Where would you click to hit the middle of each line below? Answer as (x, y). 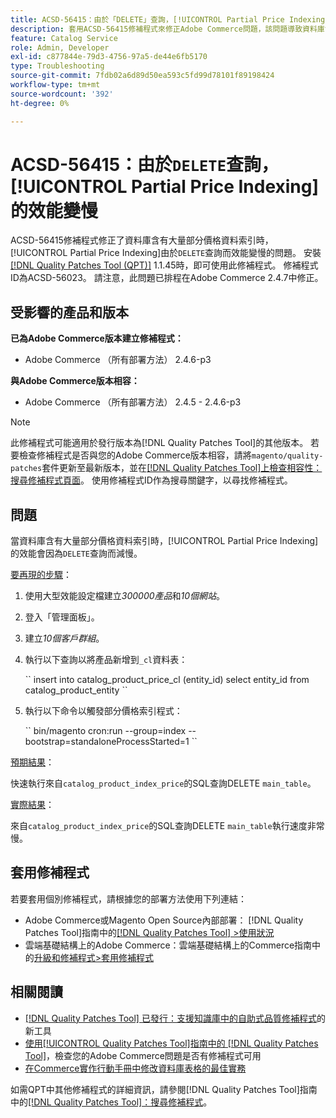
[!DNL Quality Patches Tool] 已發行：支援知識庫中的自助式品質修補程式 (170, 1018)
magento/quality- (287, 456)
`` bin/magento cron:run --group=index (105, 731)
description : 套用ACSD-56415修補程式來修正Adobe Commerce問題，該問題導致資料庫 (167, 29)
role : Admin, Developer (60, 47)
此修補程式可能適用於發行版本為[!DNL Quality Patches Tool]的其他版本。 (159, 443)
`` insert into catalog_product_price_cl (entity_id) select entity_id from (167, 680)
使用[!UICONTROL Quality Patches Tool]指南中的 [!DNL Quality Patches (171, 1043)
